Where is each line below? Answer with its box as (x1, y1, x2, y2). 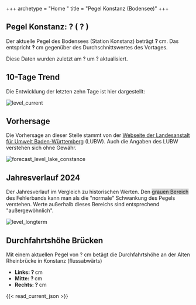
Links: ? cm (14, 269, 43, 276)
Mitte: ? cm (14, 275, 43, 282)
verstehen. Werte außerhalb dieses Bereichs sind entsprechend (6, 201, 160, 208)
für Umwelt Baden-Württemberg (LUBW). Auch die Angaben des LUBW (6, 138, 178, 145)
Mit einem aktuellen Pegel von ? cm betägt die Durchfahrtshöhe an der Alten (6, 251, 190, 258)
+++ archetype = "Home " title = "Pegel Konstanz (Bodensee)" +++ (6, 5, 169, 12)
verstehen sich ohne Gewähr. (6, 144, 77, 152)
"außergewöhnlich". (6, 207, 54, 214)
